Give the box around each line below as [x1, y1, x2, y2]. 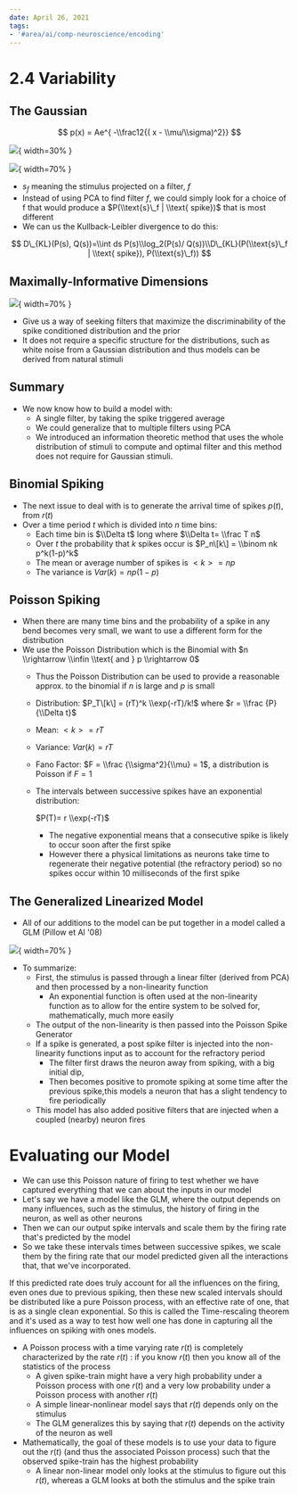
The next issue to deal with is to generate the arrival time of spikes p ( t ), [21, 500, 284, 511]
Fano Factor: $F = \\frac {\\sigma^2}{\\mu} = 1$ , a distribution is [35, 759, 270, 770]
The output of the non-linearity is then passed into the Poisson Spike [35, 1019, 288, 1030]
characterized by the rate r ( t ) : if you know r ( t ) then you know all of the [21, 1352, 281, 1363]
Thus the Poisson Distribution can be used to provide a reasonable [35, 671, 280, 682]
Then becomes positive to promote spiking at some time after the [48, 1077, 288, 1087]
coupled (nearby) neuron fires [35, 1114, 146, 1125]
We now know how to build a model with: [21, 403, 173, 414]
